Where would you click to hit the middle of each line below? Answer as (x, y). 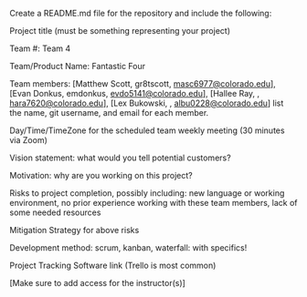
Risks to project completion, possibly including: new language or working (147, 193)
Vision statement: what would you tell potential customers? (120, 158)
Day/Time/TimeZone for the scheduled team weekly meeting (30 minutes (147, 130)
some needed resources (55, 212)
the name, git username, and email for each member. (109, 113)
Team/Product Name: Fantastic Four (78, 66)
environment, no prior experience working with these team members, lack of (153, 203)
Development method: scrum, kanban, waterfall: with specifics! (128, 248)
